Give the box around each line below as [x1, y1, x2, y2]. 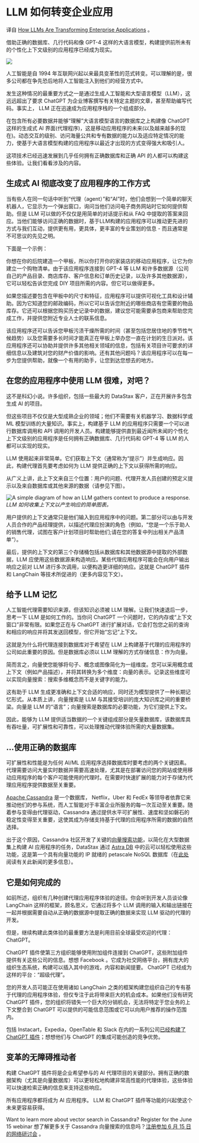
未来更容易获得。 [6, 1104, 48, 1111]
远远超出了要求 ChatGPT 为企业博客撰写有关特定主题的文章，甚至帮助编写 [6, 97, 187, 104]
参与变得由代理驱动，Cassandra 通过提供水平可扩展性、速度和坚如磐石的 [11, 809, 190, 816]
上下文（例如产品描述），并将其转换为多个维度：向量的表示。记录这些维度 [6, 669, 185, 676]
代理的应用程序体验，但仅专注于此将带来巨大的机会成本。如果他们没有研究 [11, 991, 193, 998]
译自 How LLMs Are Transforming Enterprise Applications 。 [6, 26, 153, 33]
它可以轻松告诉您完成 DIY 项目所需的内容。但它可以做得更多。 [6, 280, 158, 287]
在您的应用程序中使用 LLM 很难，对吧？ [6, 375, 151, 386]
